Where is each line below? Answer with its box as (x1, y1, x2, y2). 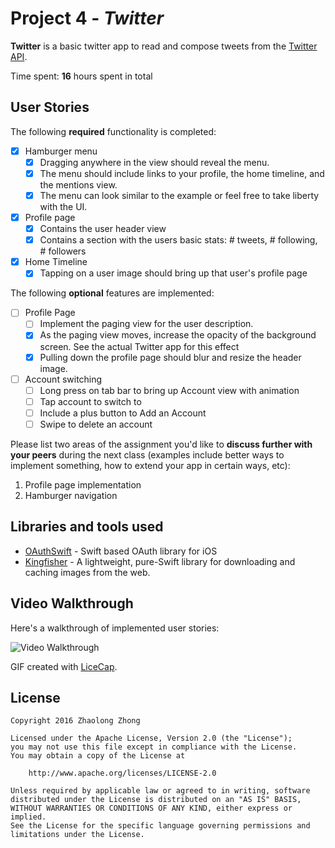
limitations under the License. (10, 830, 145, 840)
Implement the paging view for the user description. (39, 318, 254, 330)
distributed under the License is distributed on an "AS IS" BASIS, (10, 795, 302, 805)
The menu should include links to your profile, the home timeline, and (39, 167, 325, 179)
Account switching (24, 373, 103, 385)
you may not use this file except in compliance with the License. (10, 742, 298, 752)
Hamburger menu (24, 145, 98, 157)
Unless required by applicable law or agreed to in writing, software (10, 786, 311, 796)
